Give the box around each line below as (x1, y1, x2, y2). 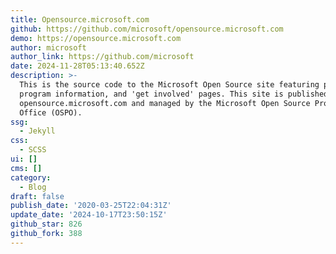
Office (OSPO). (19, 107, 83, 118)
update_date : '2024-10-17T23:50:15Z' (10, 210, 168, 220)
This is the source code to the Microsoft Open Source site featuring (19, 80, 320, 90)
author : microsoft (10, 42, 87, 53)
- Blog (19, 182, 47, 192)
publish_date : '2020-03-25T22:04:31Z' (10, 201, 172, 211)
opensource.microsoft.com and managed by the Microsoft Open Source (19, 98, 311, 108)
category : (10, 172, 52, 183)
